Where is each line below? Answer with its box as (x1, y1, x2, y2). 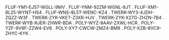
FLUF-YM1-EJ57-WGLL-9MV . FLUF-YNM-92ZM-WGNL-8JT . (5, 4, 134, 10)
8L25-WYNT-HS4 (5, 9, 42, 15)
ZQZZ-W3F (5, 15, 29, 20)
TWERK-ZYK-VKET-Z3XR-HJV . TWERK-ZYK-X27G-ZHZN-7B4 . (32, 15, 164, 20)
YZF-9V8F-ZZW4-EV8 (5, 25, 52, 31)
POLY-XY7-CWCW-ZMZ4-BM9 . (55, 25, 123, 31)
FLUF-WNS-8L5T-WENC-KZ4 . (45, 9, 110, 15)
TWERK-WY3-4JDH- (110, 9, 154, 15)
